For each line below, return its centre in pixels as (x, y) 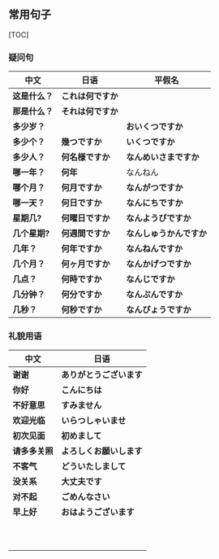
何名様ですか (86, 157)
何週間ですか (86, 234)
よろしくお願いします (102, 452)
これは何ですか (90, 96)
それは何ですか (90, 111)
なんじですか (151, 279)
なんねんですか (155, 249)
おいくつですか (155, 127)
